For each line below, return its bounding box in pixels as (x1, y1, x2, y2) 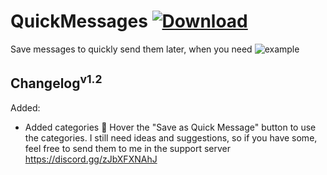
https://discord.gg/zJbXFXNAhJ (24, 153, 158, 165)
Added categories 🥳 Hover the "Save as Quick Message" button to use (24, 121, 317, 133)
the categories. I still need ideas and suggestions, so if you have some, (24, 131, 318, 144)
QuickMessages (10, 10, 148, 33)
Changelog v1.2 (10, 72, 103, 92)
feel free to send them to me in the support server (24, 142, 232, 154)
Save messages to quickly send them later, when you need (10, 43, 253, 55)
